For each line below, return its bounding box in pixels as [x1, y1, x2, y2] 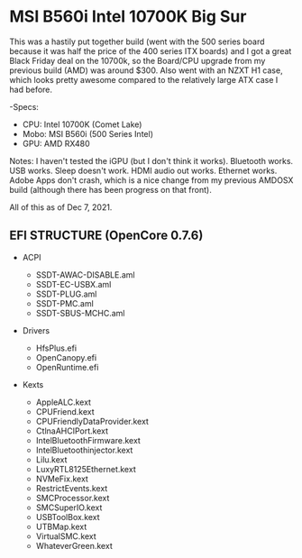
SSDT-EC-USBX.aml [35, 279, 112, 289]
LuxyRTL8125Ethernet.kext [35, 463, 137, 474]
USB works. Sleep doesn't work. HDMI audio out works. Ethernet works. [9, 165, 278, 176]
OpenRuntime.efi [35, 361, 99, 372]
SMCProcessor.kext [35, 492, 110, 503]
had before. [9, 84, 52, 95]
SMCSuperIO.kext [35, 502, 103, 513]
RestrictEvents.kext [35, 482, 108, 493]
